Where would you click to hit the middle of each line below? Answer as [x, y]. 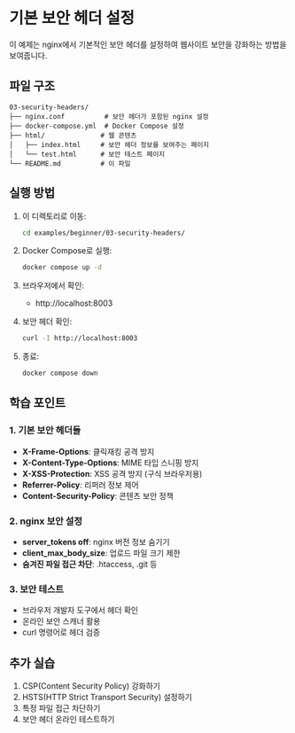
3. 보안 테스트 [37, 589]
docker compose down [60, 373]
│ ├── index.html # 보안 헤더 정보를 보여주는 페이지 [109, 144]
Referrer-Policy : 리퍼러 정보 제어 [80, 485]
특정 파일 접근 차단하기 [61, 708]
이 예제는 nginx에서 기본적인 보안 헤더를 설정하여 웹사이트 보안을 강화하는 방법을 [148, 44]
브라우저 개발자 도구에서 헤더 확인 [80, 610]
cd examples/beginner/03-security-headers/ [104, 233]
